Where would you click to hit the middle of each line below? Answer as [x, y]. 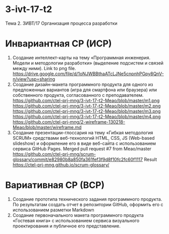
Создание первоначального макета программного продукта [78, 215]
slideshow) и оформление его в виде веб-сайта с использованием [84, 143]
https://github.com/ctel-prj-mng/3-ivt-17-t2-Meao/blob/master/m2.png [87, 106]
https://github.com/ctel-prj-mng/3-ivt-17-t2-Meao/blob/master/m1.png [86, 100]
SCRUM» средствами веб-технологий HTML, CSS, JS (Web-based [83, 138]
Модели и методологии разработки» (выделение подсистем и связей [88, 63]
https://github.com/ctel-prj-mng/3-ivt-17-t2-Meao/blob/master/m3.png [87, 111]
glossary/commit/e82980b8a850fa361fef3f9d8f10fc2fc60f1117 [77, 159]
